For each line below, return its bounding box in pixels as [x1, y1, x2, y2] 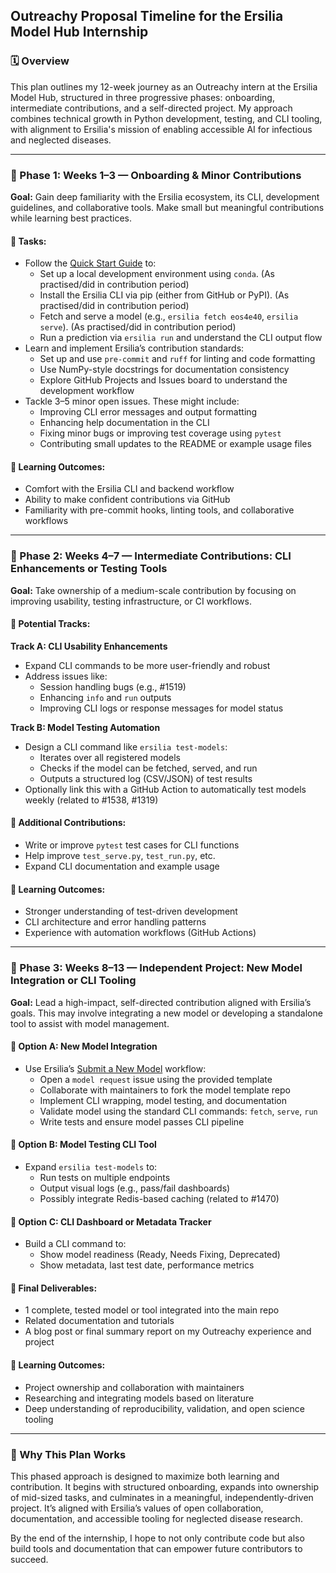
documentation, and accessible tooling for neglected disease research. [10, 1512, 303, 1524]
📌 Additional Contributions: [10, 817, 127, 829]
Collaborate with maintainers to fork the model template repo [39, 1084, 291, 1096]
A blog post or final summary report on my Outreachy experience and [24, 1325, 312, 1338]
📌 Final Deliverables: [10, 1282, 98, 1294]
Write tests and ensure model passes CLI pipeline [39, 1115, 245, 1128]
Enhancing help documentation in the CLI [39, 417, 210, 429]
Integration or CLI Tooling [10, 974, 137, 988]
